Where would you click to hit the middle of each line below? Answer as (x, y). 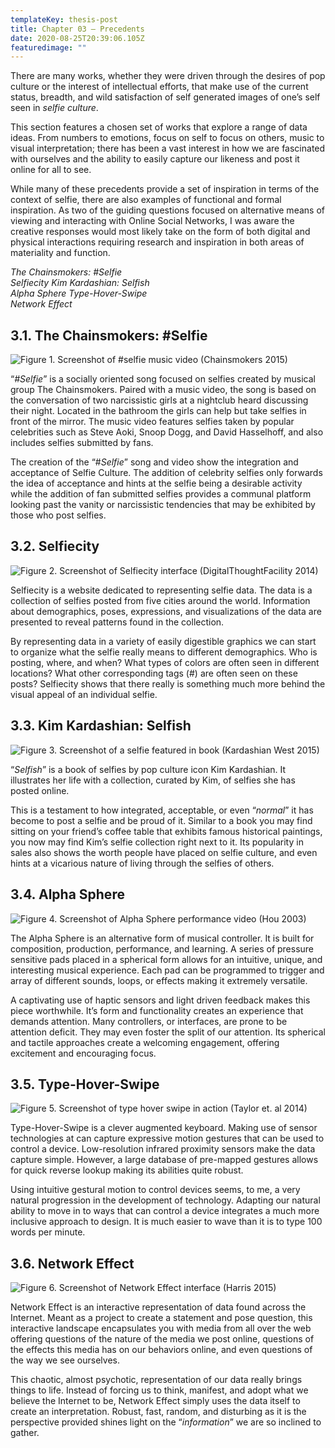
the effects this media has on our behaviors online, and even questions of (161, 1350)
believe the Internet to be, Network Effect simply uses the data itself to (155, 1401)
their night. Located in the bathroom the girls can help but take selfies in (158, 411)
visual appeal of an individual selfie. (84, 694)
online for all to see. (51, 170)
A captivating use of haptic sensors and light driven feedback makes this (160, 1000)
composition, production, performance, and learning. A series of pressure (162, 948)
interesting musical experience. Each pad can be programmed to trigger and (167, 970)
